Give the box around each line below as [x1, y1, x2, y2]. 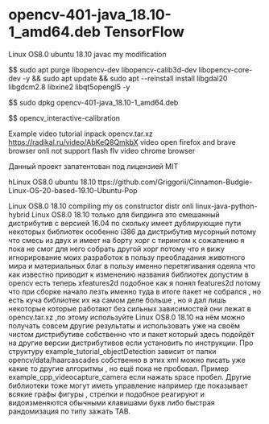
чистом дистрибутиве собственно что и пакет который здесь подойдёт [8, 329, 255, 339]
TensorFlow [103, 23, 185, 41]
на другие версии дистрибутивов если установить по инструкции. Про [8, 338, 254, 348]
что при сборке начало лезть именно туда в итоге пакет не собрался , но [8, 286, 262, 296]
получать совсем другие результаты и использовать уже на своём [8, 320, 240, 331]
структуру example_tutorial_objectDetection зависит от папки [8, 346, 217, 356]
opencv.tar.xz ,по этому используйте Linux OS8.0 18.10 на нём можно [8, 312, 246, 322]
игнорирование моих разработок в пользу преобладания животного [8, 252, 246, 262]
